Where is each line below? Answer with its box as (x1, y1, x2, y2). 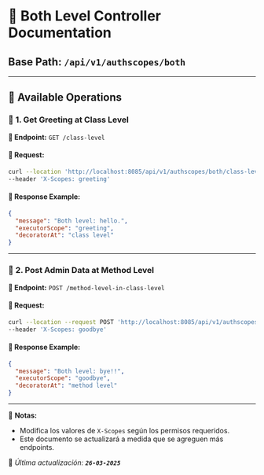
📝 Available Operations (8, 90, 123, 105)
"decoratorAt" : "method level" (15, 381, 118, 390)
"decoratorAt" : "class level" (15, 231, 114, 239)
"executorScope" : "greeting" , (15, 224, 114, 232)
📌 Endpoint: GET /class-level (8, 132, 105, 142)
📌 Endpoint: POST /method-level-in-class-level (8, 282, 165, 292)
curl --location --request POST (8, 318, 114, 326)
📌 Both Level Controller (8, 7, 161, 25)
